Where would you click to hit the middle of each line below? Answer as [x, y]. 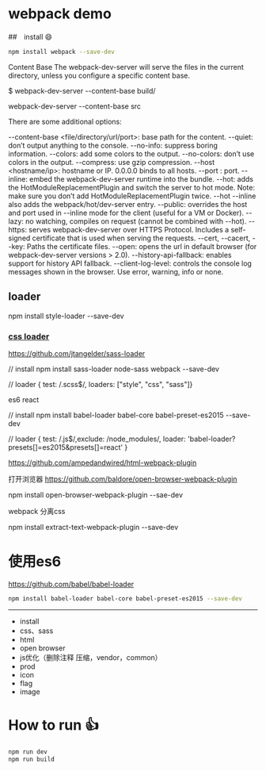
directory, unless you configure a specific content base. [99, 75]
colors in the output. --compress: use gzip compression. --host [112, 162]
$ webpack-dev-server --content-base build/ [82, 90]
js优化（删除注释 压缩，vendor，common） [91, 657]
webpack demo [60, 14]
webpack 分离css [37, 511]
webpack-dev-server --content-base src [74, 106]
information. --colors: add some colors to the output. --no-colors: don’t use [131, 153]
